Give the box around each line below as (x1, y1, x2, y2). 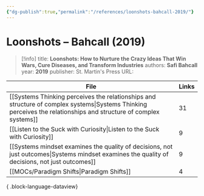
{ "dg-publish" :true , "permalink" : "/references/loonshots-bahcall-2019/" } (6, 8, 194, 15)
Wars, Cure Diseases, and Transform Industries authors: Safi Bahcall (21, 61, 198, 68)
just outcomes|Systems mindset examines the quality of (9, 149, 169, 158)
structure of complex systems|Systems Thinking (9, 100, 148, 108)
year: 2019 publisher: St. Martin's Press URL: (21, 68, 134, 75)
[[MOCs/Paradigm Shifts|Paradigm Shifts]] (9, 167, 131, 175)
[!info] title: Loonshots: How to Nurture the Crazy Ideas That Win (21, 55, 186, 62)
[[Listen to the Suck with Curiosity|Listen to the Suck (9, 125, 160, 133)
